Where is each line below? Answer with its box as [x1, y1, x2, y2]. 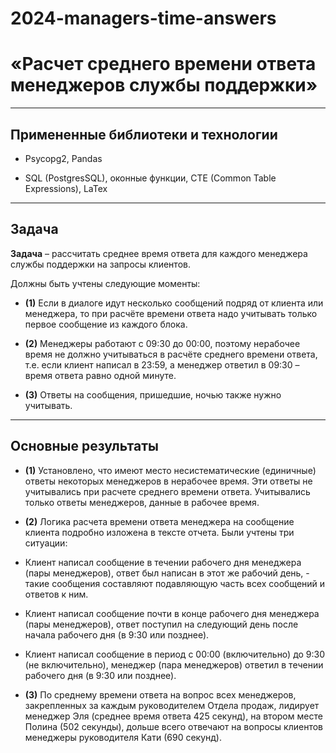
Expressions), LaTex [24, 182, 108, 194]
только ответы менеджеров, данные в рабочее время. [24, 496, 260, 508]
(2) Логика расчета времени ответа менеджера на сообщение [24, 515, 295, 527]
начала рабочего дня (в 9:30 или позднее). [24, 628, 210, 641]
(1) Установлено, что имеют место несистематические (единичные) [24, 464, 317, 476]
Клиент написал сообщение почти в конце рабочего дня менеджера [24, 607, 320, 619]
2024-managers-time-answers [10, 7, 277, 30]
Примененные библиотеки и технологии [10, 126, 278, 143]
